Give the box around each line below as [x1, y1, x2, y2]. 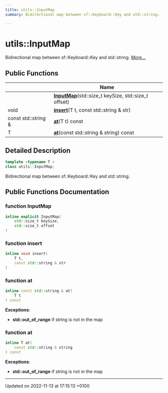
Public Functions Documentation [5, 188, 109, 196]
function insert [5, 240, 42, 247]
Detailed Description [5, 146, 71, 155]
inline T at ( [5, 340, 32, 345]
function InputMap [5, 203, 51, 210]
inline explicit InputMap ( [5, 214, 61, 219]
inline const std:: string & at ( [5, 288, 72, 293]
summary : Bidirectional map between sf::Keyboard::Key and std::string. [5, 12, 160, 17]
